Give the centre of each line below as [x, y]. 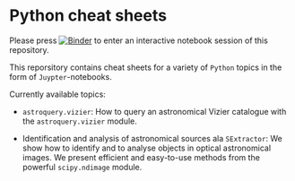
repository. [29, 49]
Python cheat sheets [88, 16]
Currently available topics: [57, 94]
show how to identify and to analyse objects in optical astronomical [147, 148]
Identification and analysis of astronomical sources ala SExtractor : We [152, 138]
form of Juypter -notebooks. [61, 76]
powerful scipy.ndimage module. [82, 167]
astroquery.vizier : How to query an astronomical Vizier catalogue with [154, 111]
